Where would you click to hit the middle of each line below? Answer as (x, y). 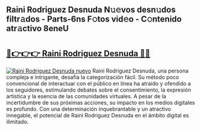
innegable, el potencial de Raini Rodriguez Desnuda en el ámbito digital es (97, 115)
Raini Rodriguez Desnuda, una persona (140, 71)
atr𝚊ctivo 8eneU (37, 28)
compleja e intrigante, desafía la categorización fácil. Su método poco (93, 77)
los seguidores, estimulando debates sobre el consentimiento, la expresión (99, 90)
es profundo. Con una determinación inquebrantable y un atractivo (88, 109)
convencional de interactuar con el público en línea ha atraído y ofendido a (98, 84)
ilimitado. (17, 122)
